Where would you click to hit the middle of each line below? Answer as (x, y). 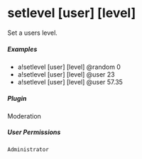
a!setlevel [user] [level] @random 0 (69, 67)
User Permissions (34, 132)
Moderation (24, 116)
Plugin (17, 98)
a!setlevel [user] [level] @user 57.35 (70, 82)
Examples (22, 49)
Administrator (28, 149)
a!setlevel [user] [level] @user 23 (66, 74)
